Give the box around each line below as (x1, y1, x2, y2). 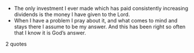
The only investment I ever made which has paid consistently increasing (13, 5, 189, 12)
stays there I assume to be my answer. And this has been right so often (13, 23, 186, 30)
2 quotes (5, 40, 27, 47)
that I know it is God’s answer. (13, 29, 86, 36)
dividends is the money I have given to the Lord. (13, 11, 130, 18)
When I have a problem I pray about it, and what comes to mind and (13, 17, 178, 24)
